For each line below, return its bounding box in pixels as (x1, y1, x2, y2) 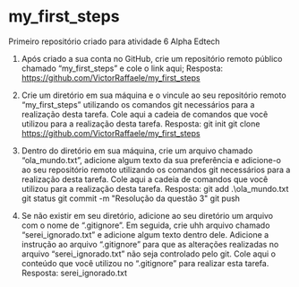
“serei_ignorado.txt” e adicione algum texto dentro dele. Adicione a (21, 229, 269, 239)
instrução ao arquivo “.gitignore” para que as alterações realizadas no (21, 239, 279, 249)
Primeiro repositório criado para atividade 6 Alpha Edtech (8, 36, 220, 47)
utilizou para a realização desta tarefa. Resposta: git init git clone (21, 118, 261, 129)
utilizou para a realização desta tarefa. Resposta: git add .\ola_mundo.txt (21, 183, 289, 194)
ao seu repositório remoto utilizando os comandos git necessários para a (21, 164, 291, 175)
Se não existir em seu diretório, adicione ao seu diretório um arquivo (21, 210, 274, 221)
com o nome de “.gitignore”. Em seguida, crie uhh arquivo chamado (21, 220, 270, 230)
